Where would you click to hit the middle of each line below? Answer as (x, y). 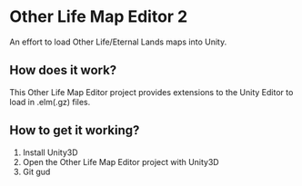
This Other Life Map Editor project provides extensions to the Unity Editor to (151, 92)
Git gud (36, 171)
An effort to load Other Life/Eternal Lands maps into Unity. (118, 42)
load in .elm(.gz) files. (50, 102)
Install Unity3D (50, 152)
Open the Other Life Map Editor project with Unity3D (121, 162)
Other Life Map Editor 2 (99, 17)
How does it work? (63, 70)
